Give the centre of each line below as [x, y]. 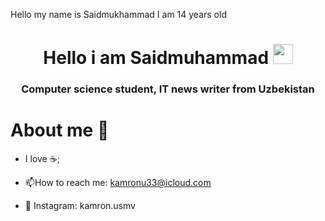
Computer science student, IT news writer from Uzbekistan [168, 89]
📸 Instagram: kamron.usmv [80, 206]
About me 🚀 [60, 130]
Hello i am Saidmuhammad [156, 58]
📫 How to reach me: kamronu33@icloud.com [118, 183]
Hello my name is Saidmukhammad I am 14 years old [118, 14]
